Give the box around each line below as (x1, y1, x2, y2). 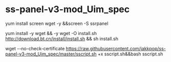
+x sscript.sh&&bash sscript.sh (97, 51, 163, 57)
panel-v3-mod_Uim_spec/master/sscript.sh (5, 51, 97, 57)
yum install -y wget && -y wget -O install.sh (5, 30, 97, 36)
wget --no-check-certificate (5, 45, 65, 51)
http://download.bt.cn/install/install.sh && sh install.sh (5, 36, 119, 42)
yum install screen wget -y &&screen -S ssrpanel (5, 20, 109, 26)
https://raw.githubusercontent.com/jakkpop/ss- (66, 45, 166, 51)
